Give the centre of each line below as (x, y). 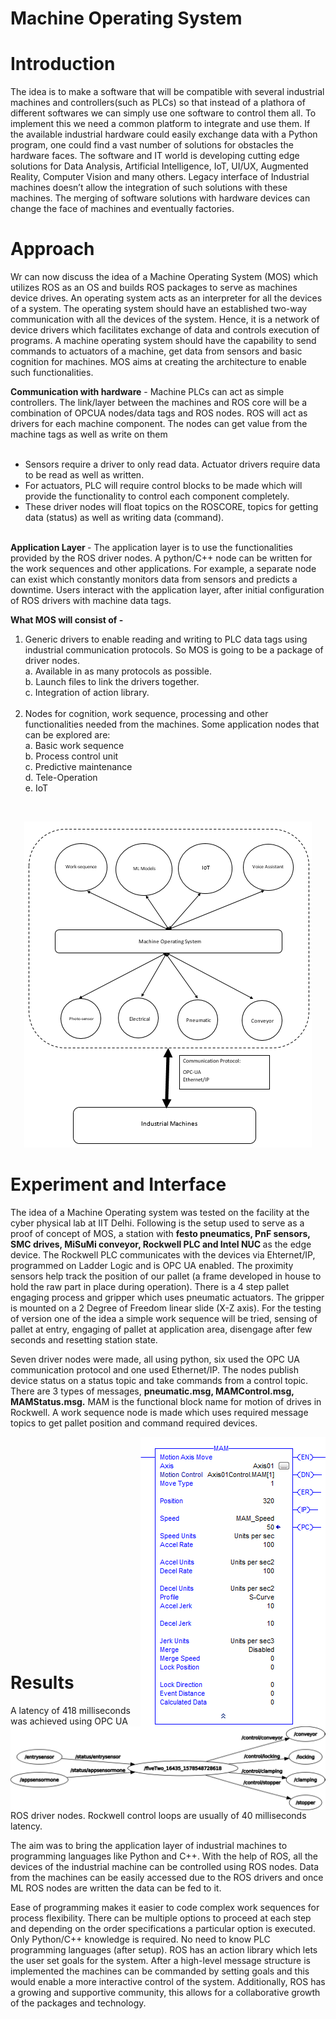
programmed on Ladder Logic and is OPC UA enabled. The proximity (152, 1265)
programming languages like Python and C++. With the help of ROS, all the (164, 1856)
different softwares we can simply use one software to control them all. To (163, 113)
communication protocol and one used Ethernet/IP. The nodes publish (154, 1370)
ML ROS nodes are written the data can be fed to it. (116, 1888)
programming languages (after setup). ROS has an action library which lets (164, 1949)
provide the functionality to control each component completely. (157, 496)
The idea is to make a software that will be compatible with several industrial (167, 92)
